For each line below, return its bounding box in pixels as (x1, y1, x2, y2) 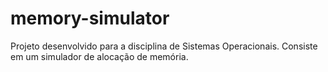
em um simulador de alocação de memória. (10, 50, 189, 62)
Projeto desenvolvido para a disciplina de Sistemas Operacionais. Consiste (10, 40, 318, 52)
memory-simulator (10, 7, 170, 30)
